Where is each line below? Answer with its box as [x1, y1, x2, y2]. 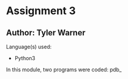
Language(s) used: [6, 43, 52, 50]
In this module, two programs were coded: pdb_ [6, 66, 122, 73]
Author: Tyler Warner [6, 28, 86, 38]
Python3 [14, 55, 35, 61]
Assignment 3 [6, 4, 76, 18]
